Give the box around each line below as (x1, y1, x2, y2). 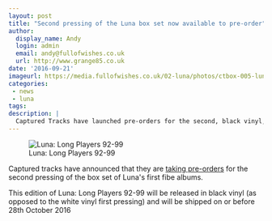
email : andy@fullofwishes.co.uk (15, 49, 125, 57)
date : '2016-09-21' (8, 65, 74, 73)
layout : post (8, 11, 53, 20)
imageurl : (8, 72, 42, 80)
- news (11, 87, 35, 96)
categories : (8, 79, 49, 87)
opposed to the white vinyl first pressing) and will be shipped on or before (8, 196, 255, 206)
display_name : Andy (15, 34, 82, 43)
